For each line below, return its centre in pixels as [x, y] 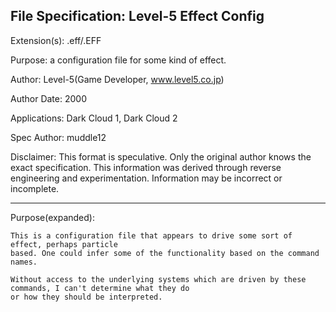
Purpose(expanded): [52, 217]
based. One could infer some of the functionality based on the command [165, 253]
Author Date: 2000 [48, 98]
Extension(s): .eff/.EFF [56, 40]
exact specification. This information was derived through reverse [146, 167]
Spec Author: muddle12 [58, 137]
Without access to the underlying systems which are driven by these [158, 279]
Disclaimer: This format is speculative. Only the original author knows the [161, 156]
